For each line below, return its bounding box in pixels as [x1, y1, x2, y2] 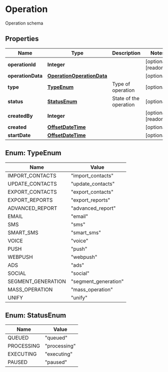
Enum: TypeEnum [5, 149, 61, 157]
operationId [7, 61, 36, 68]
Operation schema [5, 20, 43, 26]
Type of [112, 80, 130, 87]
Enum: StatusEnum [5, 311, 66, 319]
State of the [112, 95, 140, 102]
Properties [5, 35, 39, 43]
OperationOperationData [47, 72, 107, 79]
